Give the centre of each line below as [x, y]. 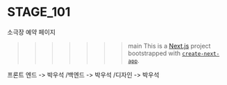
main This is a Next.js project [169, 46]
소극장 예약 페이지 [31, 32]
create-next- [201, 54]
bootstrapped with [154, 53]
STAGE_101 [39, 12]
